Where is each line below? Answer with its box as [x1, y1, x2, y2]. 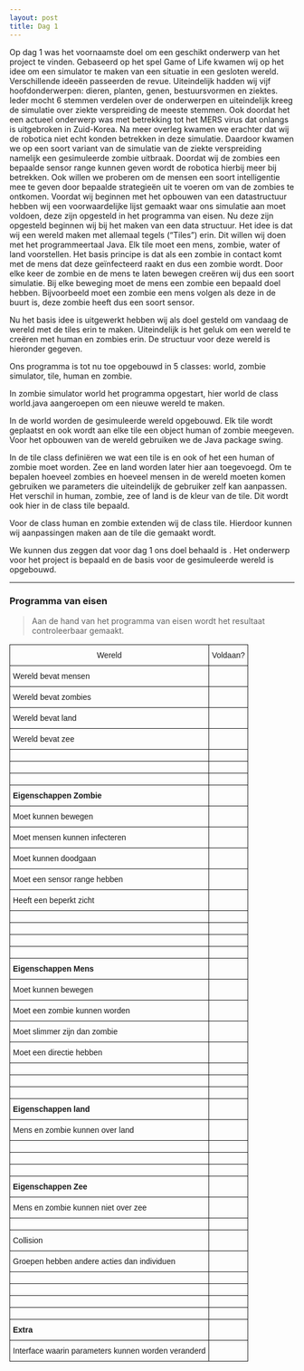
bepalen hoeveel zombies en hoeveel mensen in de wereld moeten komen [9, 471, 286, 482]
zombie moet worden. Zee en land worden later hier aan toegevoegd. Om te [9, 461, 292, 472]
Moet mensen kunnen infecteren [13, 832, 127, 842]
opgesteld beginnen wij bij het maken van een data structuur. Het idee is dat [9, 219, 293, 231]
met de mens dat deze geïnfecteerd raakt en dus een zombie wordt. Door [9, 258, 283, 269]
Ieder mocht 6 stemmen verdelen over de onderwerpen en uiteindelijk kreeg [9, 94, 293, 105]
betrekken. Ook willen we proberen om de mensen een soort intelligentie [9, 171, 280, 182]
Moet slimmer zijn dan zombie [13, 1026, 119, 1037]
